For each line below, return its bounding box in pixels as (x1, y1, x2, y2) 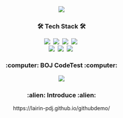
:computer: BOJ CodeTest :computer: (5, 61, 118, 70)
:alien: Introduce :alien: (27, 91, 96, 99)
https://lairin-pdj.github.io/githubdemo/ (13, 104, 110, 111)
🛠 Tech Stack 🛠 (37, 22, 86, 30)
